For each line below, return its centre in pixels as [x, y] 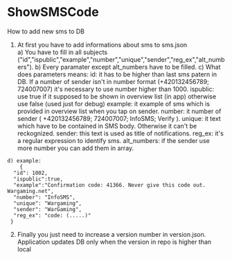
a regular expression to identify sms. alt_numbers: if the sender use [113, 140]
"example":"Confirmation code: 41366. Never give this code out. [110, 185]
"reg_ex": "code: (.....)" [52, 215]
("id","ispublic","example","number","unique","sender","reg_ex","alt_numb [121, 59]
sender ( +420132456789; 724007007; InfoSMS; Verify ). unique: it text [119, 118]
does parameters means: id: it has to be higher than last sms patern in [117, 74]
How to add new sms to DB [46, 31]
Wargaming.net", [30, 191]
